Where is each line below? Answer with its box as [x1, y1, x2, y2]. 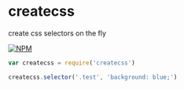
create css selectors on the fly [8, 28, 107, 38]
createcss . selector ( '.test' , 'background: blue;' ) [8, 73, 178, 81]
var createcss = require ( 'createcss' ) [8, 58, 135, 67]
